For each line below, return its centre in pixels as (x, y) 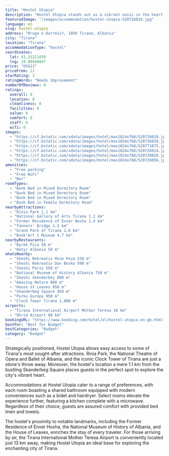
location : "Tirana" (26, 43)
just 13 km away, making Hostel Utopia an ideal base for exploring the (77, 443)
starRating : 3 (20, 76)
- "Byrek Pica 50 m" (31, 245)
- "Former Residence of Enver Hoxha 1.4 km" (57, 221)
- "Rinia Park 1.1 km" (33, 212)
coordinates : (19, 52)
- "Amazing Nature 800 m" (37, 282)
